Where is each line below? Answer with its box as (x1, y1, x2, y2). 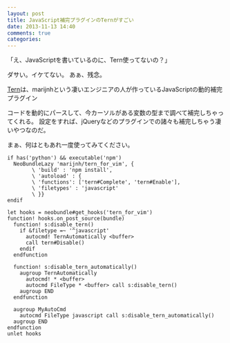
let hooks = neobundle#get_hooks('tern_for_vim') (7, 209, 153, 216)
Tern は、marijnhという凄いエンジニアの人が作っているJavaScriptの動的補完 (7, 85, 223, 94)
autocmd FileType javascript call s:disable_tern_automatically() (19, 313, 215, 319)
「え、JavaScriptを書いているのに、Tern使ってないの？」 (7, 56, 171, 64)
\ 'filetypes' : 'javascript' (32, 185, 119, 192)
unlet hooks (7, 331, 41, 337)
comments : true (7, 29, 51, 37)
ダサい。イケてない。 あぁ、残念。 (7, 71, 106, 79)
